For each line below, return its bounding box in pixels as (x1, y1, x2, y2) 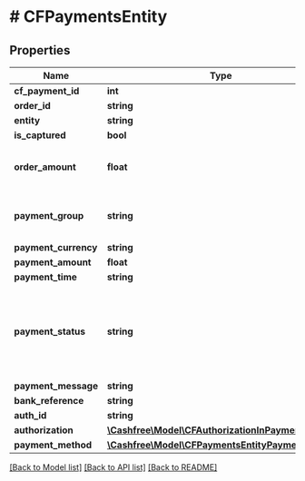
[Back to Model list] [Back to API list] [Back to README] (9, 462, 218, 473)
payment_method (14, 438, 93, 451)
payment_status (14, 325, 86, 338)
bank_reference (14, 395, 84, 407)
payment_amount (14, 256, 92, 269)
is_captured (14, 129, 66, 142)
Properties (9, 43, 71, 58)
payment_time (14, 270, 77, 283)
